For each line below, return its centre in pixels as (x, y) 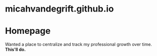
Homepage (28, 31)
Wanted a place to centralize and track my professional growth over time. (78, 44)
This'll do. (15, 50)
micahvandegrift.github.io (59, 9)
